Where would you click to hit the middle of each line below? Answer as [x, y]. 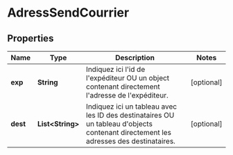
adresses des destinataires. [130, 141]
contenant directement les [129, 133]
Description [135, 58]
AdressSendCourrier [68, 13]
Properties [31, 38]
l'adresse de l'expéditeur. [127, 95]
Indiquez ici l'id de [115, 69]
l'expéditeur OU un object [128, 78]
